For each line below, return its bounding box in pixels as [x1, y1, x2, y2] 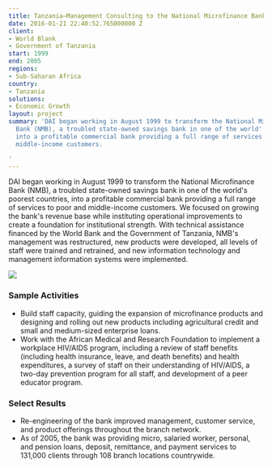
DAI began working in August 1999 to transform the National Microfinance [8, 177, 255, 187]
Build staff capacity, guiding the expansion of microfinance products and [19, 308, 263, 318]
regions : [8, 65, 38, 73]
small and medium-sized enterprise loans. [19, 325, 160, 335]
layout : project [8, 110, 63, 118]
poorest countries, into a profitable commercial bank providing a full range [8, 194, 257, 204]
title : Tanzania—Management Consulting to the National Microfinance [8, 11, 249, 20]
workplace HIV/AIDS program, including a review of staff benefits [19, 342, 238, 353]
